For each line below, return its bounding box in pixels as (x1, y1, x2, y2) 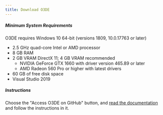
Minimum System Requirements (5, 23, 73, 29)
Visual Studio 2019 (12, 76, 51, 82)
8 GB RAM (12, 50, 34, 56)
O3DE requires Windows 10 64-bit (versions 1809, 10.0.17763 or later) (5, 35, 147, 41)
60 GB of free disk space (12, 71, 63, 77)
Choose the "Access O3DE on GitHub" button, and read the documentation (5, 100, 158, 106)
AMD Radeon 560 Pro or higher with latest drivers (19, 65, 121, 72)
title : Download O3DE (5, 7, 50, 12)
